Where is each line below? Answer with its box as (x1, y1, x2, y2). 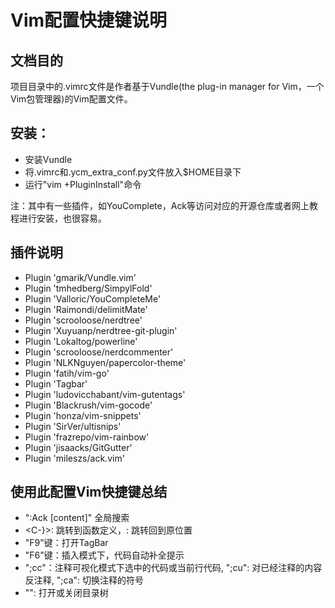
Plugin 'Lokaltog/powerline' (24, 335, 138, 347)
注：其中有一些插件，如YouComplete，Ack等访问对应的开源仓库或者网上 (10, 199, 310, 211)
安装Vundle (24, 153, 73, 165)
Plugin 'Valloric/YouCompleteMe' (24, 292, 162, 305)
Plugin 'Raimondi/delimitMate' (24, 303, 148, 315)
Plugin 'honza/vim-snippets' (24, 409, 142, 421)
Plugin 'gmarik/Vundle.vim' (24, 271, 137, 283)
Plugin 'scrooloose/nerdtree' (24, 314, 143, 326)
